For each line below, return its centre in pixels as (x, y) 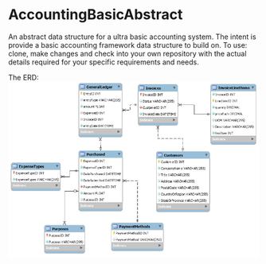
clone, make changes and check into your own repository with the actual (127, 53)
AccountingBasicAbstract (96, 15)
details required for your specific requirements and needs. (104, 62)
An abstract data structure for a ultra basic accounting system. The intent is (132, 37)
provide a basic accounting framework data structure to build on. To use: (128, 45)
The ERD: (23, 77)
